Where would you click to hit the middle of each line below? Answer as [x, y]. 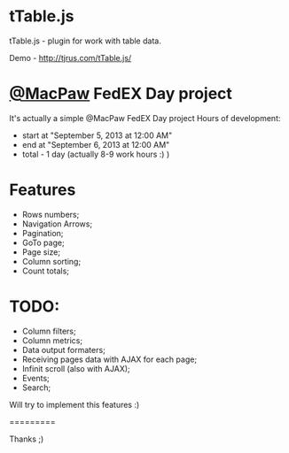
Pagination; [43, 233]
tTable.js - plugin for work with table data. [85, 41]
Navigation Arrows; [57, 224]
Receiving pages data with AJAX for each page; [109, 359]
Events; [36, 378]
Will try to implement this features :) [74, 404]
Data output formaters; [64, 349]
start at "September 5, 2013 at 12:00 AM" [97, 135]
